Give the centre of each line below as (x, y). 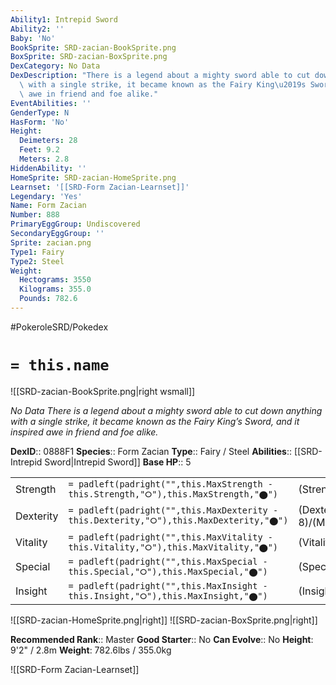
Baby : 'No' (33, 38)
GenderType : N (40, 112)
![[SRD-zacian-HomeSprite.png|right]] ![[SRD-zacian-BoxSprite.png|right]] (164, 620)
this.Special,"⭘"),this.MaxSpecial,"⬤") (168, 571)
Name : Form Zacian (48, 206)
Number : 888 (35, 215)
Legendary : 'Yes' (46, 196)
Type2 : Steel (37, 261)
